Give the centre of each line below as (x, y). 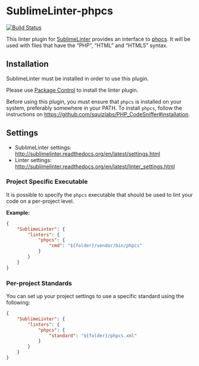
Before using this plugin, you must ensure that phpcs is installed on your (94, 101)
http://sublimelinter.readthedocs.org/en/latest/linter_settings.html (95, 166)
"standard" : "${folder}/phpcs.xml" (93, 336)
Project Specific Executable (47, 182)
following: (18, 303)
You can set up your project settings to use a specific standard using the (95, 296)
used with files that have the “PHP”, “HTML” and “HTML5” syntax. (87, 45)
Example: (18, 212)
